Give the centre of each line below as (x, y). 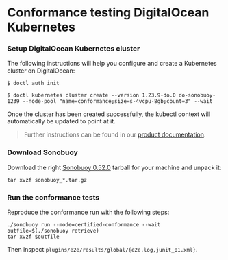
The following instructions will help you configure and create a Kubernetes (112, 64)
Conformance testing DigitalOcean (108, 13)
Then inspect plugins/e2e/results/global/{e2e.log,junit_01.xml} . (102, 250)
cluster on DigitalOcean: (41, 71)
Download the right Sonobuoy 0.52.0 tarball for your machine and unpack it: (114, 167)
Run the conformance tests (53, 197)
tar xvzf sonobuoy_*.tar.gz (47, 180)
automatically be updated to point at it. (62, 121)
